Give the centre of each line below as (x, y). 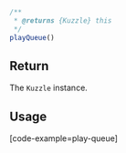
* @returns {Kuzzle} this (63, 20)
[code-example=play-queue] (64, 138)
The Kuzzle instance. (49, 88)
